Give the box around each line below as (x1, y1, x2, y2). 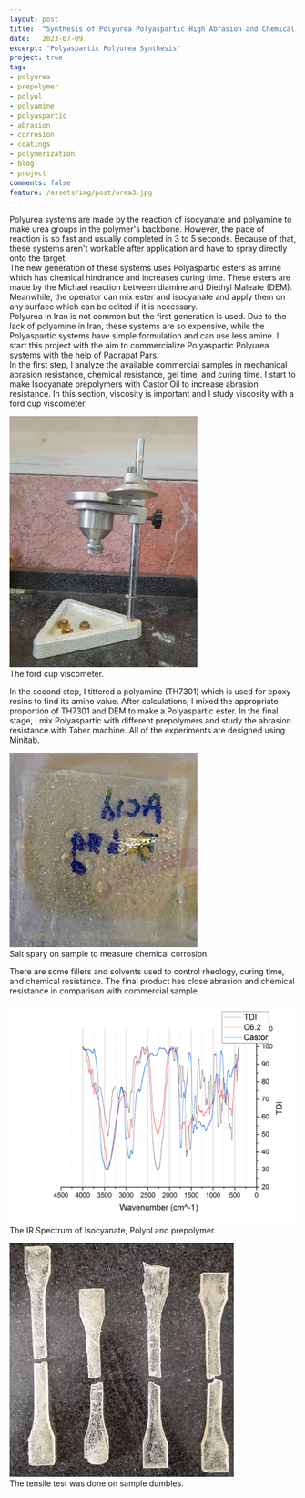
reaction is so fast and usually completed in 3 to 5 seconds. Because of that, (9, 234, 297, 244)
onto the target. (9, 253, 68, 264)
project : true (9, 53, 64, 63)
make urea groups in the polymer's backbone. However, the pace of (9, 224, 265, 234)
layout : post (9, 15, 59, 24)
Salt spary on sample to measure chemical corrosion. (9, 949, 209, 960)
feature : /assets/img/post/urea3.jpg (9, 188, 153, 197)
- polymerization (9, 150, 76, 159)
